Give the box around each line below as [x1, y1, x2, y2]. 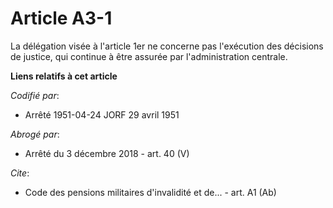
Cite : [10, 167, 30, 179]
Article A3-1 [10, 7, 113, 30]
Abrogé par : [10, 128, 60, 140]
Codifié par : [10, 89, 60, 101]
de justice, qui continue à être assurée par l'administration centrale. [10, 50, 288, 62]
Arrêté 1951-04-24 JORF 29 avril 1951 [24, 108, 180, 121]
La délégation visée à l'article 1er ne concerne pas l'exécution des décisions [10, 40, 324, 52]
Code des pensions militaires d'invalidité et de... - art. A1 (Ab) [24, 186, 277, 198]
